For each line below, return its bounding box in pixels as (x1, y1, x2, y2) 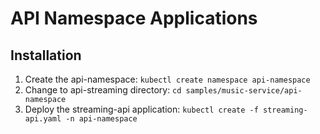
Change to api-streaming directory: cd (24, 84, 182, 96)
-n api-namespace (65, 114, 138, 124)
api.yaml (24, 114, 62, 124)
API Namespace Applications (10, 7, 258, 30)
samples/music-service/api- (185, 86, 303, 96)
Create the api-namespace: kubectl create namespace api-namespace (24, 73, 311, 85)
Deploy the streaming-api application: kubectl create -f (24, 103, 259, 115)
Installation (10, 47, 82, 64)
